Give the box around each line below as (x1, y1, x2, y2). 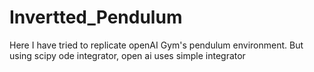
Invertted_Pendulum (9, 6, 183, 29)
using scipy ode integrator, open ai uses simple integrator (9, 49, 246, 61)
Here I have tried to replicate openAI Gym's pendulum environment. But (9, 39, 304, 51)
